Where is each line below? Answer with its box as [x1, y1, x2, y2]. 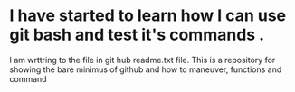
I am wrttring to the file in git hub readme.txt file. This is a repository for [9, 54, 276, 65]
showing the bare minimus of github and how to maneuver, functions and [9, 64, 282, 75]
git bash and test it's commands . [9, 24, 265, 45]
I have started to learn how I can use [9, 5, 287, 26]
